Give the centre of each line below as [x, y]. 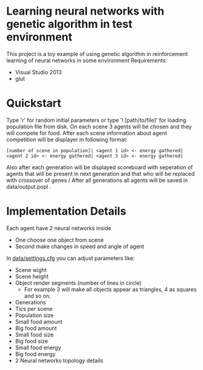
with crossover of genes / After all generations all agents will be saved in [97, 180]
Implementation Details [66, 211]
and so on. [37, 296]
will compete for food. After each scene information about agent [87, 133]
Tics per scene [34, 309]
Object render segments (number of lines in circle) [78, 283]
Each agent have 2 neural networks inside [59, 228]
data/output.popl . [29, 186]
